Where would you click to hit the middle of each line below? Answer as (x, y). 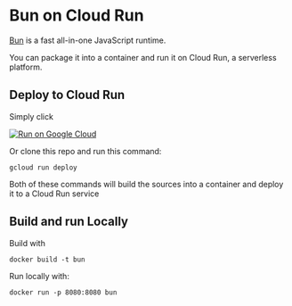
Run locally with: (39, 276)
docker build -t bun (48, 260)
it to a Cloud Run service (54, 194)
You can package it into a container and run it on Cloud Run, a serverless (143, 57)
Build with (28, 243)
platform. (26, 67)
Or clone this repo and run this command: (85, 151)
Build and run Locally (69, 222)
